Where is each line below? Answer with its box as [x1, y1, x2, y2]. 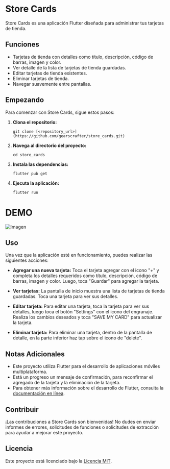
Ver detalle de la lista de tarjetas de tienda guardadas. [12, 64, 127, 70]
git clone [12, 129, 34, 134]
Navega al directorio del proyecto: [12, 142, 87, 149]
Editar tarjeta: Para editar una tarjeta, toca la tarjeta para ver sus [12, 303, 150, 309]
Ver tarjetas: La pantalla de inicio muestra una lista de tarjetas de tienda [12, 288, 165, 294]
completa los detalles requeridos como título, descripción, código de [12, 273, 158, 279]
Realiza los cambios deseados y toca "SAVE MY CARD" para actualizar [12, 314, 162, 320]
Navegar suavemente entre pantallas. [12, 81, 92, 87]
